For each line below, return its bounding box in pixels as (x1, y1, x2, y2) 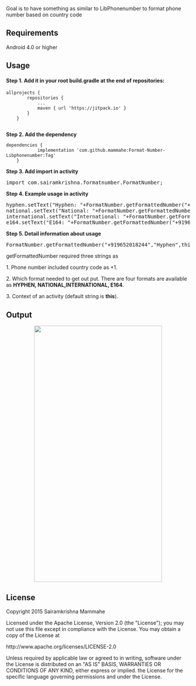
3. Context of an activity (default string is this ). (6, 293, 118, 300)
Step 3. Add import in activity (6, 168, 79, 175)
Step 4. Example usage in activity (6, 190, 89, 197)
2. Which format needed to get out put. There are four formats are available (6, 275, 187, 282)
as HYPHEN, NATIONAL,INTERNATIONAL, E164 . (6, 281, 124, 289)
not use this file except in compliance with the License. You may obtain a (6, 626, 181, 633)
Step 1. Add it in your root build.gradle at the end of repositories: (6, 77, 165, 84)
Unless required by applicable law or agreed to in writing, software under (6, 654, 182, 661)
